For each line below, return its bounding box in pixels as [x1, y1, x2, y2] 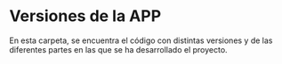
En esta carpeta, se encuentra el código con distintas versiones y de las [9, 35, 273, 46]
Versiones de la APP [9, 6, 162, 26]
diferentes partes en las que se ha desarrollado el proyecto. [9, 44, 229, 54]
